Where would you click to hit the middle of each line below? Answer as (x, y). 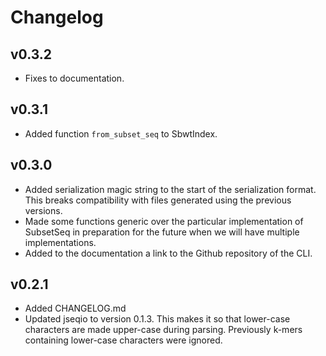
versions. (43, 210)
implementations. (60, 242)
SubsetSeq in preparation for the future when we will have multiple (162, 232)
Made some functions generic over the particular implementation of (164, 221)
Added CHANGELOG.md (75, 308)
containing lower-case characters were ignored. (123, 340)
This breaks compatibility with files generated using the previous (158, 200)
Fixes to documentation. (74, 78)
